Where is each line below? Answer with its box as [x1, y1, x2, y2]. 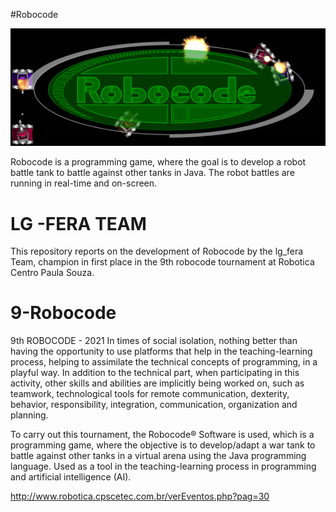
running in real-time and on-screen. [10, 177, 158, 189]
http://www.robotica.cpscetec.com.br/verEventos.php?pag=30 [10, 490, 270, 503]
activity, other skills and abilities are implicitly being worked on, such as [10, 377, 305, 389]
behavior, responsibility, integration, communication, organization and [10, 399, 298, 411]
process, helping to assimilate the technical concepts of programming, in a [10, 356, 318, 368]
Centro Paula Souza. [10, 267, 95, 279]
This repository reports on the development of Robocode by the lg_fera [10, 245, 304, 258]
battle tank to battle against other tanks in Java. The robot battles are [10, 167, 295, 179]
